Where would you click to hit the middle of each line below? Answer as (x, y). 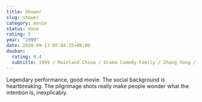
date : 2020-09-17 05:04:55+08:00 (48, 46)
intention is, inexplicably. (37, 92)
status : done (23, 29)
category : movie (27, 23)
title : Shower (24, 12)
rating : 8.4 (27, 57)
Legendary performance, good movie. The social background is (86, 80)
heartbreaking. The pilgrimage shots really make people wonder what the (98, 86)
